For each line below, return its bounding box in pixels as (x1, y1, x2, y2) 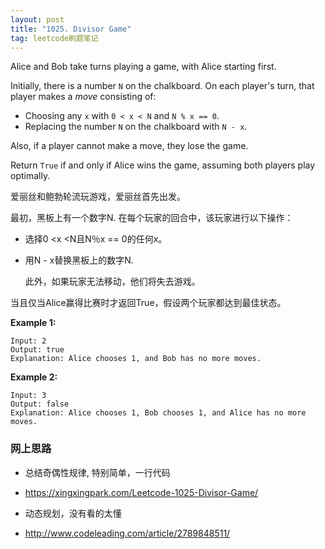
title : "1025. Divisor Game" (10, 24, 132, 34)
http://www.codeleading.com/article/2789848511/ (24, 527, 231, 539)
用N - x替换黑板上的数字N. (24, 254, 134, 266)
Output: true (10, 345, 65, 355)
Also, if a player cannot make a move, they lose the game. (10, 140, 249, 152)
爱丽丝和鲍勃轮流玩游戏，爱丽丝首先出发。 (10, 191, 186, 203)
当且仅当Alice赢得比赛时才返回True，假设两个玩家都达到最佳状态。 (10, 297, 287, 309)
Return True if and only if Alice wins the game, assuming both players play (10, 159, 316, 171)
